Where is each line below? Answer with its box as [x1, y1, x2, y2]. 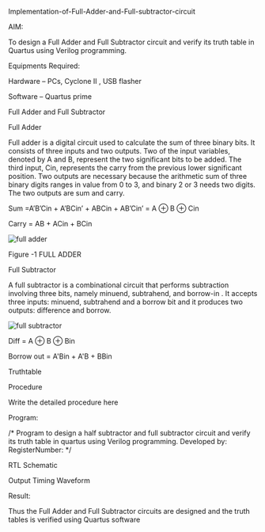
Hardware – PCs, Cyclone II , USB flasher [8, 77, 142, 85]
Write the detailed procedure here [8, 397, 119, 407]
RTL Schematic [8, 461, 58, 469]
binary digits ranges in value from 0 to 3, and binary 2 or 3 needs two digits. [8, 180, 256, 189]
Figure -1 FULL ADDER [8, 249, 81, 259]
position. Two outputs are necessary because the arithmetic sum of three [8, 172, 248, 180]
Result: [8, 491, 31, 500]
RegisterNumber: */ [8, 445, 72, 454]
